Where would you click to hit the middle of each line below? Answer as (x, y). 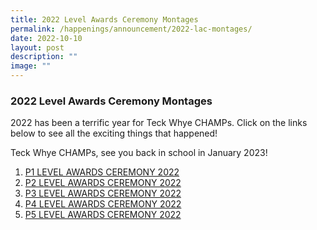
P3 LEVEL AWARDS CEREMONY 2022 (103, 193)
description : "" (44, 57)
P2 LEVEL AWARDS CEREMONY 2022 (103, 183)
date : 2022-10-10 (46, 38)
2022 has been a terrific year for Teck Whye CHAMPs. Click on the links (159, 123)
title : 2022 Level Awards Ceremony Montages (104, 19)
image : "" (31, 66)
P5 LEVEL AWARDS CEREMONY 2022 (103, 215)
